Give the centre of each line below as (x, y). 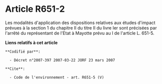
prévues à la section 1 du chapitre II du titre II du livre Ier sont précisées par (81, 28)
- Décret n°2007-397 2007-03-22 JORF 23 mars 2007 (62, 60)
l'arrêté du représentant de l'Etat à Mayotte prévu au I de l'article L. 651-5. (80, 33)
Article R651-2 (35, 9)
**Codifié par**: (23, 52)
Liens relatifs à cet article (31, 42)
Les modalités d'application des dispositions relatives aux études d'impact (80, 23)
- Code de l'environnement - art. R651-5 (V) (57, 77)
